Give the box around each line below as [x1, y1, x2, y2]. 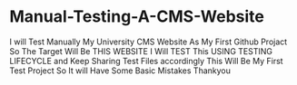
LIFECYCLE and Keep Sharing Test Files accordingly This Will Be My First [9, 55, 283, 66]
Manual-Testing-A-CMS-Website [9, 6, 265, 27]
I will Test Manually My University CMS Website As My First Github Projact [9, 36, 288, 47]
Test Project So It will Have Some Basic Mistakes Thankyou [9, 65, 232, 76]
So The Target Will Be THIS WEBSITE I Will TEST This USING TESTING [9, 45, 272, 56]
